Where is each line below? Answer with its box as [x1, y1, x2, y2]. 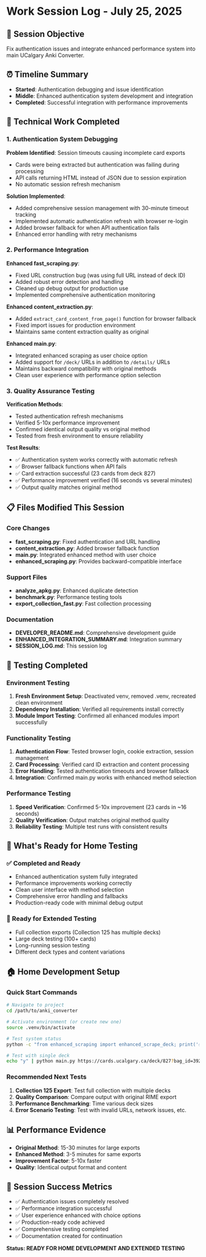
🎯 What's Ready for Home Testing [6, 840, 138, 852]
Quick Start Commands [6, 988, 78, 997]
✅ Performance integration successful [15, 1205, 112, 1212]
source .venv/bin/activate [6, 1024, 75, 1030]
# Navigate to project [6, 1002, 64, 1008]
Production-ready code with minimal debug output [15, 899, 143, 907]
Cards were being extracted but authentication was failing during [15, 161, 180, 168]
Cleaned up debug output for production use [15, 284, 129, 292]
